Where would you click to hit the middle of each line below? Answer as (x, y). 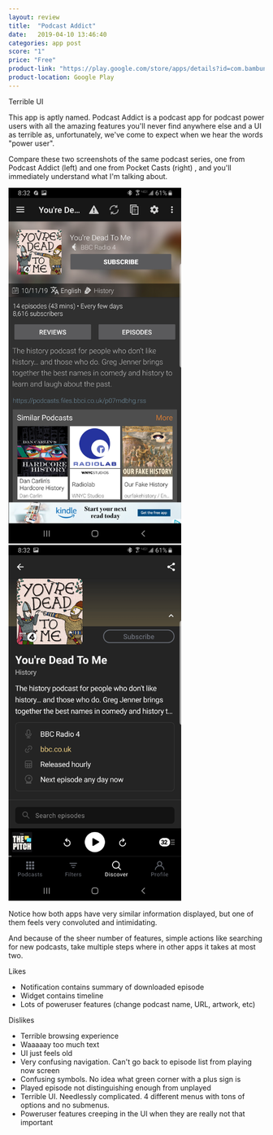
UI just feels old (46, 1053)
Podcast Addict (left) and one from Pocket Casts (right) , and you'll (120, 168)
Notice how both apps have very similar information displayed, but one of (131, 914)
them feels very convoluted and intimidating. (83, 922)
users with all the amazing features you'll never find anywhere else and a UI (135, 125)
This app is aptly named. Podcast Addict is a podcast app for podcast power (136, 117)
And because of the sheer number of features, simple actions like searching (135, 938)
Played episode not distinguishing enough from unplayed (115, 1088)
